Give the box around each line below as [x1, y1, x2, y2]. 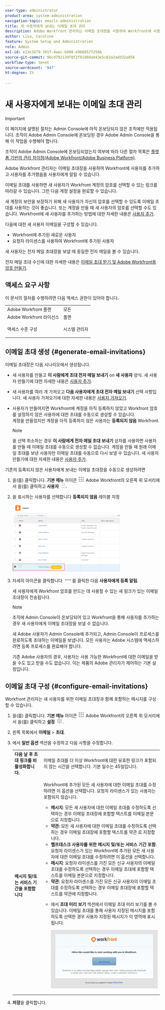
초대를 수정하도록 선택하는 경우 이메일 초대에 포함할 [51, 866, 149, 872]
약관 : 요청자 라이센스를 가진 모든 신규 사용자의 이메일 [51, 878, 151, 885]
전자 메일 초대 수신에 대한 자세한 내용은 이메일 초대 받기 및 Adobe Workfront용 [5, 259, 156, 265]
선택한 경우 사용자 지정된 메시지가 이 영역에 [63, 914, 146, 920]
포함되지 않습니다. [43, 794, 78, 800]
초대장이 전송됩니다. [12, 594, 51, 600]
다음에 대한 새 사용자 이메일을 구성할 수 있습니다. [5, 221, 98, 227]
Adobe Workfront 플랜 [7, 306, 52, 312]
